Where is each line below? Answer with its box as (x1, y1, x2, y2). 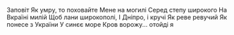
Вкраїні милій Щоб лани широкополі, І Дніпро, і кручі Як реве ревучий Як (6, 13, 227, 21)
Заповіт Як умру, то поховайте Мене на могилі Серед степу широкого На (6, 6, 227, 14)
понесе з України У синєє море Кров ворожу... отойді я (6, 21, 174, 28)
